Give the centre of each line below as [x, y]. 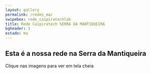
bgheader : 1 [18, 29]
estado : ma [17, 33]
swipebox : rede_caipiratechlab [38, 19]
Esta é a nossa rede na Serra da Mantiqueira [76, 54]
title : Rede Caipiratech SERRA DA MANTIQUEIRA [55, 24]
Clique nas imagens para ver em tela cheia [49, 65]
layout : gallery [22, 10]
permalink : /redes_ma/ [29, 15]
